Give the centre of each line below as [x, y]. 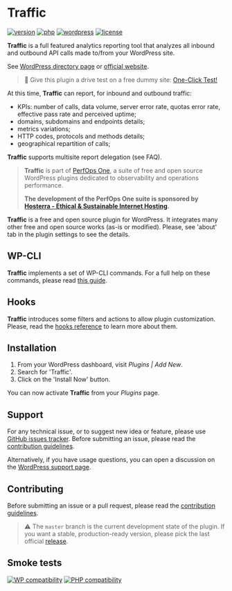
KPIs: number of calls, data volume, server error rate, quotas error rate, [118, 106]
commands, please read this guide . [57, 280]
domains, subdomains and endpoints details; [81, 121]
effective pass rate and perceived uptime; [77, 114]
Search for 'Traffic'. [45, 372]
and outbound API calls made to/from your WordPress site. [91, 53]
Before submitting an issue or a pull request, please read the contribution [111, 506]
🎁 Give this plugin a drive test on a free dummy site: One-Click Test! [121, 80]
